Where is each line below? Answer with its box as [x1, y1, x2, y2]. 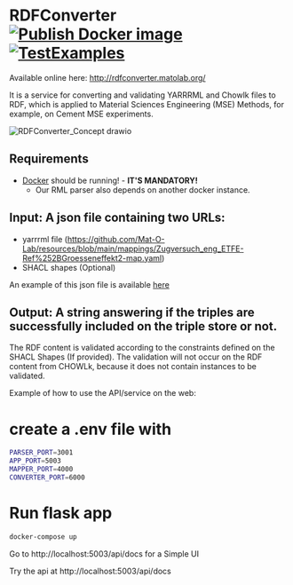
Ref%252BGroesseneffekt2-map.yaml [21, 252, 162, 263]
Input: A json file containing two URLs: [9, 210, 226, 225]
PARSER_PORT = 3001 [9, 448, 74, 457]
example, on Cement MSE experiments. [9, 108, 154, 119]
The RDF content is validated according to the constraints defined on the [9, 343, 275, 353]
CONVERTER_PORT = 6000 [9, 472, 86, 482]
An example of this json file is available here [9, 279, 170, 289]
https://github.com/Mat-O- [67, 233, 166, 244]
